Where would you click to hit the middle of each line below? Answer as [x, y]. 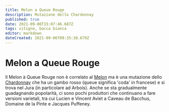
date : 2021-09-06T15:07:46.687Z [39, 24]
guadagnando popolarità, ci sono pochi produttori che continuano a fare [80, 93]
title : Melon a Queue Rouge [35, 10]
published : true [22, 19]
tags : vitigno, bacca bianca [36, 29]
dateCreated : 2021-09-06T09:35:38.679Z [47, 38]
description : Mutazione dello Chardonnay [50, 15]
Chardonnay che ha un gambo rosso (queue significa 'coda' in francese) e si [85, 82]
